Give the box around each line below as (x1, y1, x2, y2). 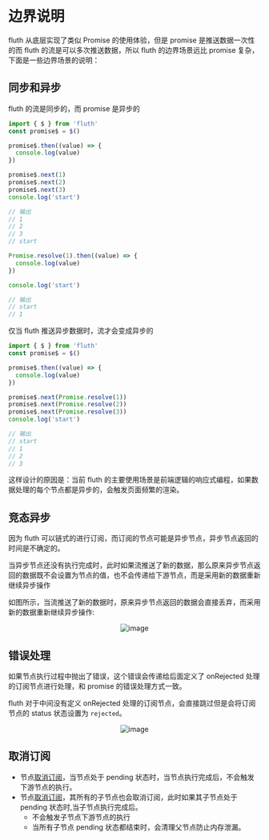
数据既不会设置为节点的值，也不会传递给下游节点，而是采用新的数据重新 (22, 570, 261, 580)
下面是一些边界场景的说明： (8, 55, 100, 65)
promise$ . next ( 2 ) (8, 178, 66, 186)
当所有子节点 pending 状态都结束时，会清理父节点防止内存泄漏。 (31, 822, 246, 832)
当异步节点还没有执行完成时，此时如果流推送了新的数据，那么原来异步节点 (8, 561, 254, 570)
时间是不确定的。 (8, 543, 65, 553)
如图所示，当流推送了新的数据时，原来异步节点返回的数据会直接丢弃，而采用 (8, 598, 261, 607)
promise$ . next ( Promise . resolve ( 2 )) (8, 401, 127, 409)
